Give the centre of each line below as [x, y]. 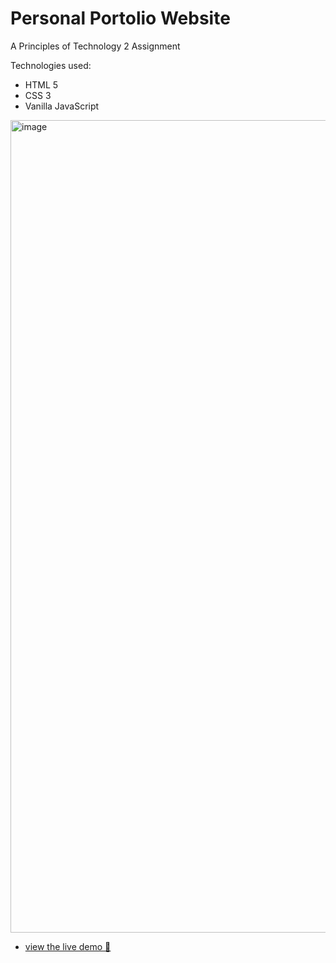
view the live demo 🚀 [68, 946]
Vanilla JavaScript [62, 106]
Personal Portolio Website [120, 18]
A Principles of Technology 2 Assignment [95, 46]
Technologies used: [51, 65]
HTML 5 [41, 84]
